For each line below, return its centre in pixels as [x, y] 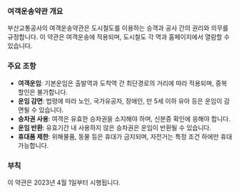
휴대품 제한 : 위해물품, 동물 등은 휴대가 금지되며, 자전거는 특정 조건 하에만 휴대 [125, 136]
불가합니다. [52, 92]
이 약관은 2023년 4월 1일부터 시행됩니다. [64, 182]
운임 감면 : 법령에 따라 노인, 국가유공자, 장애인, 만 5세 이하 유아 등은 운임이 [120, 100]
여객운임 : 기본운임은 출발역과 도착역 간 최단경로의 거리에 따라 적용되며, [116, 83]
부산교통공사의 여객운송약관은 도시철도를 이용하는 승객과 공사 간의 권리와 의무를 [118, 28]
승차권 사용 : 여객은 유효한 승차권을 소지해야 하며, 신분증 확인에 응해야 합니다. [124, 118]
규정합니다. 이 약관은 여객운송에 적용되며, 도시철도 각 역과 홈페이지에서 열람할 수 [119, 37]
